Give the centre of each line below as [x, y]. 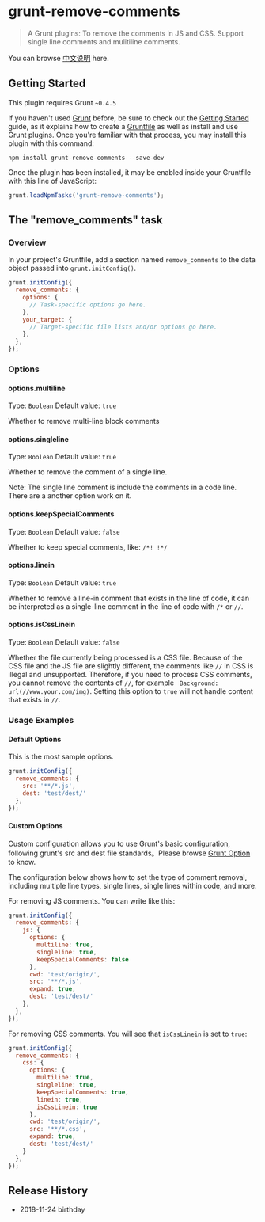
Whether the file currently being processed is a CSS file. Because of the [125, 657]
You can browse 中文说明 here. [59, 58]
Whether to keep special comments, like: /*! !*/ [88, 547]
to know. [22, 862]
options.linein [32, 565]
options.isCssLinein [42, 625]
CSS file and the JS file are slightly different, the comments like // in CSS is [131, 666]
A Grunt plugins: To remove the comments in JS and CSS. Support [135, 33]
